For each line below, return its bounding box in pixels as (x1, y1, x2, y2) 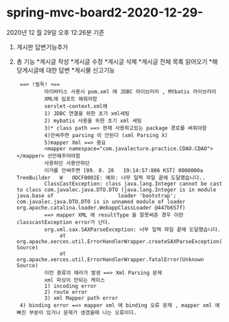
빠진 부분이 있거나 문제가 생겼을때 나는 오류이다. (16, 309, 137, 316)
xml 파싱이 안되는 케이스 (44, 276, 106, 284)
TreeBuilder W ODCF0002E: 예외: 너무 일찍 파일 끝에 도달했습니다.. (16, 174, 206, 181)
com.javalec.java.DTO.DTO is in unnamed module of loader (16, 198, 186, 205)
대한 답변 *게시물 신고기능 (46, 66, 115, 74)
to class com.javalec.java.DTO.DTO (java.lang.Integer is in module (16, 186, 217, 193)
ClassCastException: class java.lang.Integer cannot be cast (44, 180, 223, 187)
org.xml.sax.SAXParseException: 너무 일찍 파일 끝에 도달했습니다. (44, 226, 221, 233)
